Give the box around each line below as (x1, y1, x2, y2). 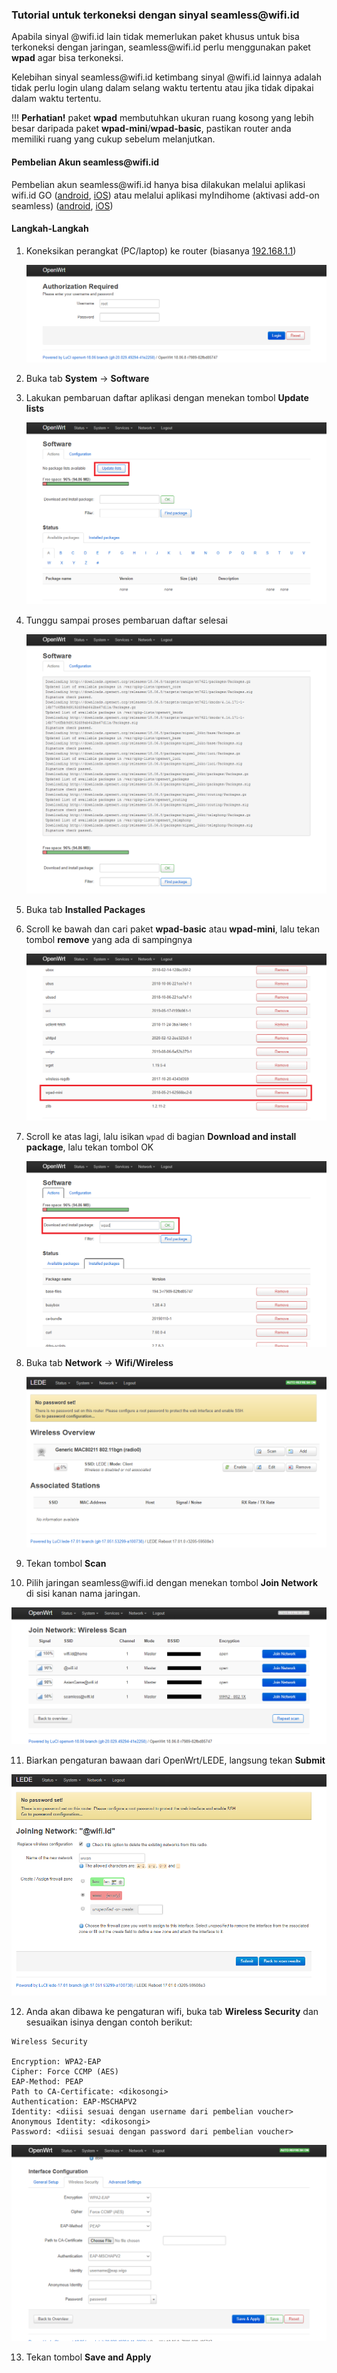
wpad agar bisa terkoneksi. (11, 52, 124, 64)
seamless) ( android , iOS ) (11, 199, 114, 212)
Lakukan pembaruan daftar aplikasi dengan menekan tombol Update (25, 391, 309, 403)
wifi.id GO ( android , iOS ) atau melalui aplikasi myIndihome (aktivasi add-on (11, 189, 320, 201)
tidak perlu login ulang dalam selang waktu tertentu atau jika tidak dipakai (11, 82, 314, 94)
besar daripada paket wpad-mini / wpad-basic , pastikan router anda (11, 123, 292, 135)
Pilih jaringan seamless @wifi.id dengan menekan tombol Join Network (25, 1576, 319, 1588)
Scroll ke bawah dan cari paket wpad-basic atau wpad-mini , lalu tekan (25, 923, 321, 935)
